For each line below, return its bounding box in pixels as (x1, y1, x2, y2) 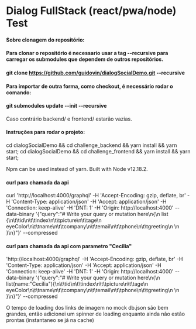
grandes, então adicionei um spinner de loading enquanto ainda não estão (6, 310, 185, 317)
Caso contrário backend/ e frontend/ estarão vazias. (6, 115, 133, 122)
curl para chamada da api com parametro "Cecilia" (6, 242, 132, 249)
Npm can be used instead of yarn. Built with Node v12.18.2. (6, 165, 148, 172)
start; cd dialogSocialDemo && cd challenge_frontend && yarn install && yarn (6, 148, 191, 155)
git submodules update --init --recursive (6, 102, 107, 109)
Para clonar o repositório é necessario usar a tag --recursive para (6, 50, 169, 57)
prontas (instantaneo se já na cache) (6, 317, 95, 324)
